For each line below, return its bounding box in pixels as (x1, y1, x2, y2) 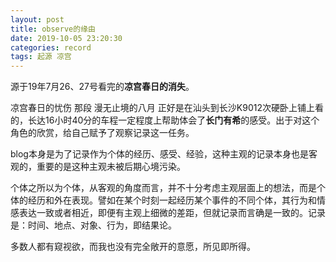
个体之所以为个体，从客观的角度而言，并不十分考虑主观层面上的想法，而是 (10, 182, 317, 194)
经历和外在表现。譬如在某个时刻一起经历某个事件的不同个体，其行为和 (27, 194, 317, 206)
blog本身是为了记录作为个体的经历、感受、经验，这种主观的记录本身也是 (10, 148, 309, 160)
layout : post (10, 14, 65, 25)
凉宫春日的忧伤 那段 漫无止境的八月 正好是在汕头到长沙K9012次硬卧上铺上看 (10, 102, 324, 114)
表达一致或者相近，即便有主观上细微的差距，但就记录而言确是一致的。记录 (18, 207, 326, 219)
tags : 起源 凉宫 (10, 52, 72, 62)
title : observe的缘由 (10, 24, 96, 34)
